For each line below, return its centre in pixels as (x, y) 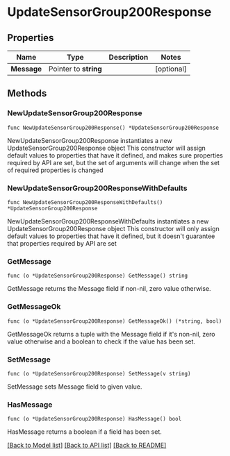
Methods (27, 93)
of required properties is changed (55, 170)
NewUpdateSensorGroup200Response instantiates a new (90, 140)
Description (129, 57)
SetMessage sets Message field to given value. (75, 387)
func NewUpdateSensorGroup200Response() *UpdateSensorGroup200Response (113, 128)
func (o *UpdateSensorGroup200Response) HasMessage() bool (95, 419)
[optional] (171, 69)
